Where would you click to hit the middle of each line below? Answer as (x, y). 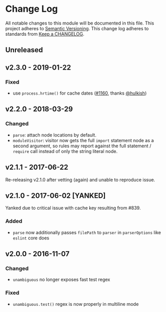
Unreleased (24, 50)
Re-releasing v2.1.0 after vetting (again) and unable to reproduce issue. (80, 180)
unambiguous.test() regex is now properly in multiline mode (76, 304)
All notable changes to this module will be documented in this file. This (80, 23)
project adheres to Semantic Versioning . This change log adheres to (77, 28)
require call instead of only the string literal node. (65, 151)
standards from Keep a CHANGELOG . (45, 34)
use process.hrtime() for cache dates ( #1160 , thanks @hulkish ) (80, 93)
